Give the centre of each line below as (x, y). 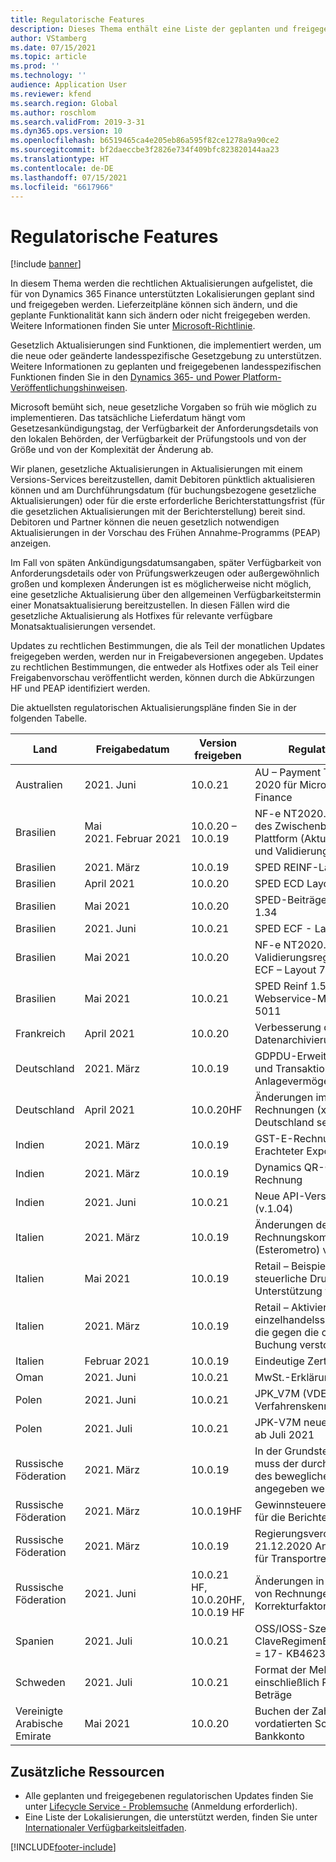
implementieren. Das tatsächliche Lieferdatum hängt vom (128, 418)
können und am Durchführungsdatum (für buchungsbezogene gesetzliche (163, 490)
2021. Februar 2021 (133, 839)
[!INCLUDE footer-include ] (63, 1847)
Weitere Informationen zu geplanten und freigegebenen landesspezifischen (166, 367)
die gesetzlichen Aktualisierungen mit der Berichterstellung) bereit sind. (158, 512)
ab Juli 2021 (284, 1435)
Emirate (33, 1736)
